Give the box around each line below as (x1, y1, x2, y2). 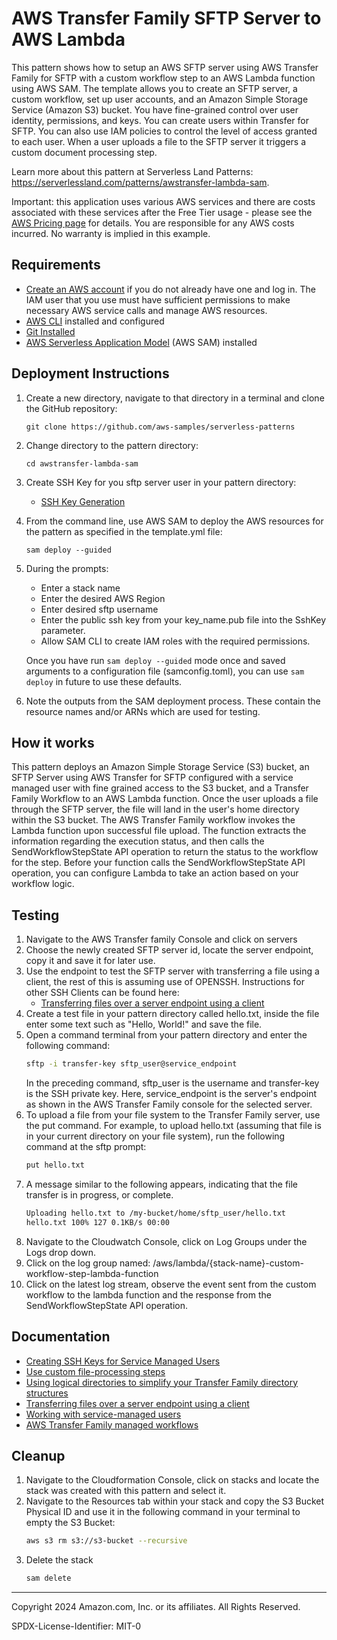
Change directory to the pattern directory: (25, 439, 199, 451)
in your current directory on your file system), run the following (25, 1130, 286, 1142)
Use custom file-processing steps (25, 1365, 166, 1377)
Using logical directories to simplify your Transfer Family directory (25, 1376, 299, 1388)
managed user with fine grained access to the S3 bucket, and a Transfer (11, 782, 309, 794)
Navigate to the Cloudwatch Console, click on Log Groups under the (25, 1235, 308, 1247)
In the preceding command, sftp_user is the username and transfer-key (25, 1077, 320, 1089)
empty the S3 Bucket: (25, 1517, 116, 1529)
